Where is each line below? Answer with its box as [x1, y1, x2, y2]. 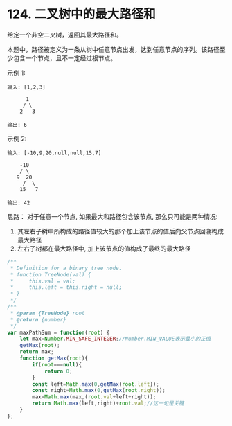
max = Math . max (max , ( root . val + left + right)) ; [32, 393, 157, 400]
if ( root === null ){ [32, 361, 82, 368]
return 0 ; [44, 368, 73, 375]
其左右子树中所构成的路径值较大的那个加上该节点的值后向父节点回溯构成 [17, 227, 224, 236]
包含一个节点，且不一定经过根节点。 [12, 53, 116, 62]
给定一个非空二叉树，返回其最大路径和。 [7, 30, 123, 39]
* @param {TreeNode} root [10, 310, 85, 317]
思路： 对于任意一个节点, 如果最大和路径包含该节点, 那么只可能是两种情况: [7, 212, 218, 220]
